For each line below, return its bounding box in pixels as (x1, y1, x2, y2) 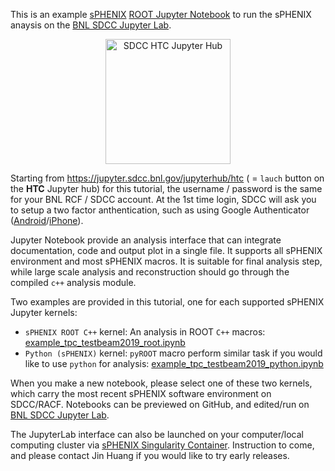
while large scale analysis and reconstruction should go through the (10, 266, 290, 278)
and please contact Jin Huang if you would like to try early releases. (10, 450, 290, 461)
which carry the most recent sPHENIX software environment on (10, 388, 272, 399)
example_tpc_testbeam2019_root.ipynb (24, 337, 186, 348)
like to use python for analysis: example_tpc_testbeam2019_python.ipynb (24, 358, 324, 369)
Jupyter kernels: (10, 307, 78, 318)
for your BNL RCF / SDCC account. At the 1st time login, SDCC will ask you (10, 194, 317, 205)
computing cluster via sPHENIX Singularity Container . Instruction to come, (10, 439, 315, 451)
